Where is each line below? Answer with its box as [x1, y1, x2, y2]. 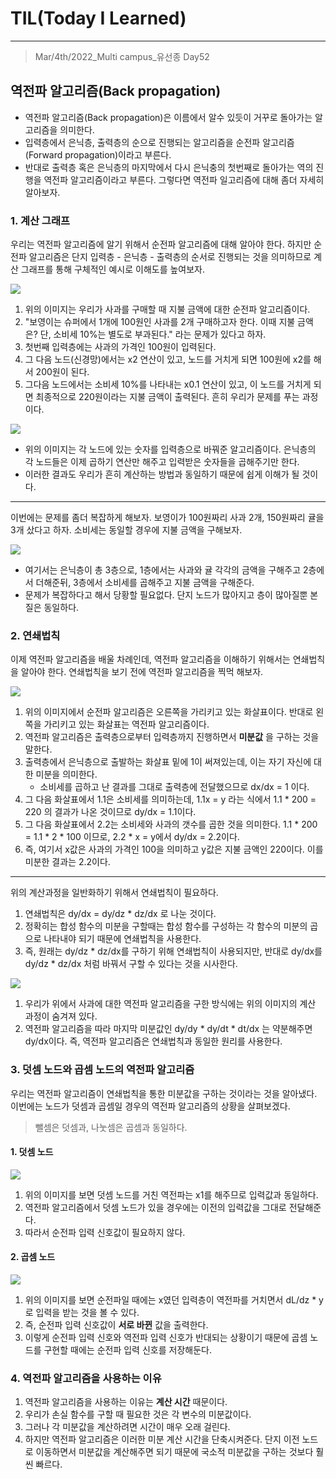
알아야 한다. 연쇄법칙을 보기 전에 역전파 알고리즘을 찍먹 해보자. [20, 666, 264, 678]
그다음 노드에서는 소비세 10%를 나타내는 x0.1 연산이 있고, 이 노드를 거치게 [24, 378, 312, 391]
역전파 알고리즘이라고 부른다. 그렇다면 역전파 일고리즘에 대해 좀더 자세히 [43, 173, 325, 186]
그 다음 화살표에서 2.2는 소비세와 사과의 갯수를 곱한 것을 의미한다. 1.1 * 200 [24, 818, 318, 831]
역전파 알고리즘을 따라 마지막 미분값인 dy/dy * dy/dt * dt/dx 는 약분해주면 [24, 1023, 313, 1035]
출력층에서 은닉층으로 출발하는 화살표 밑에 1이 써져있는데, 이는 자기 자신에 [24, 756, 312, 768]
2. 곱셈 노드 [10, 1251, 56, 1263]
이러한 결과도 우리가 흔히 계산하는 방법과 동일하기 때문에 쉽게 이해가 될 [24, 468, 300, 481]
